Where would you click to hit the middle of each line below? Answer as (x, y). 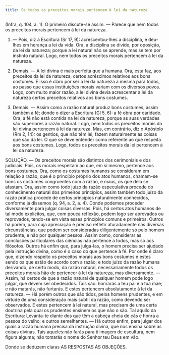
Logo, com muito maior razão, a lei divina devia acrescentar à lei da (82, 92)
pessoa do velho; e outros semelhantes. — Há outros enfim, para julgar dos (84, 321)
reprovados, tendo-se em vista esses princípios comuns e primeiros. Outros (84, 219)
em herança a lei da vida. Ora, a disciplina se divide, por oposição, (91, 45)
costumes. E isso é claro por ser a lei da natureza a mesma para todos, (86, 81)
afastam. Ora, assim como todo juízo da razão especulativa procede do (79, 187)
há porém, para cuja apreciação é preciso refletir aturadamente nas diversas (85, 224)
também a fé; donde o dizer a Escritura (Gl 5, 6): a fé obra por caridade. (87, 113)
